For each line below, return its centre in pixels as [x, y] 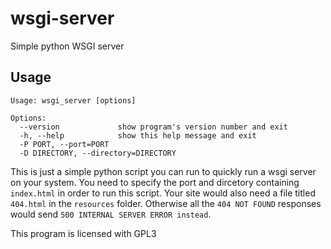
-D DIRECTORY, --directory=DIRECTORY [98, 153]
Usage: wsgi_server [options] [73, 100]
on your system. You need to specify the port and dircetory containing [155, 182]
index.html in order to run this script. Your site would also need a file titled [163, 193]
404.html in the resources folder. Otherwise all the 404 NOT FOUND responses [166, 203]
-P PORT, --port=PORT [64, 144]
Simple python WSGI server [67, 46]
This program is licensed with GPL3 [83, 233]
